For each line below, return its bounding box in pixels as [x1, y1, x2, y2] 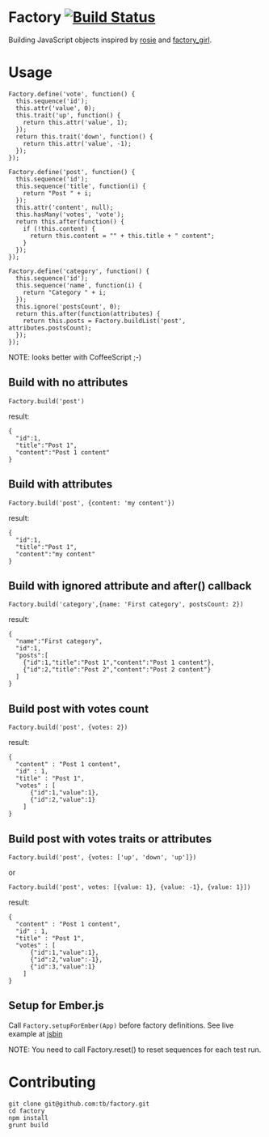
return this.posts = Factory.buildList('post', [23, 317, 186, 325]
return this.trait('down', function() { [15, 132, 153, 141]
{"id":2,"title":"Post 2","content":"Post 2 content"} [23, 666, 212, 674]
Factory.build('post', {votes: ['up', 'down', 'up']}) [8, 853, 197, 862]
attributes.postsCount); [8, 324, 92, 332]
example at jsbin [8, 1028, 63, 1038]
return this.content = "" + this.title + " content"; [29, 232, 216, 240]
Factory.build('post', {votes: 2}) [8, 723, 128, 732]
